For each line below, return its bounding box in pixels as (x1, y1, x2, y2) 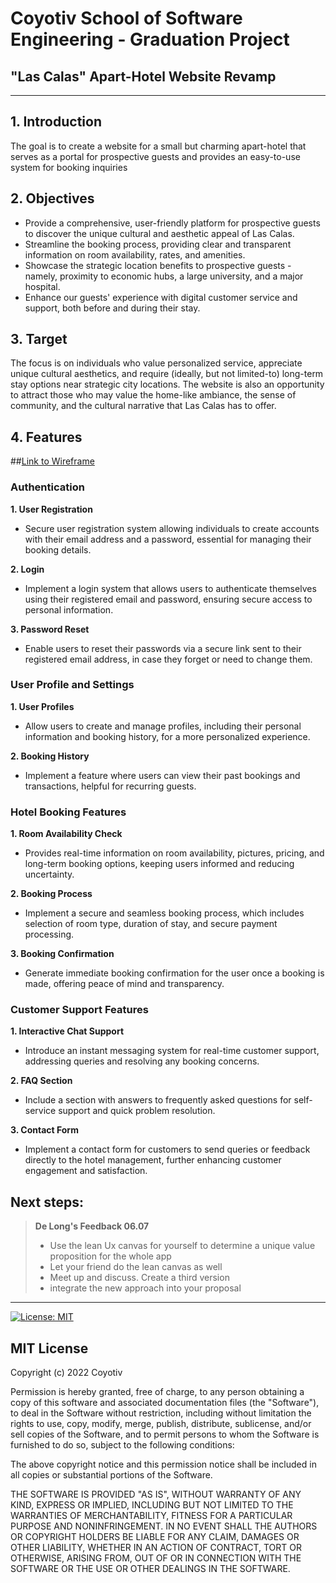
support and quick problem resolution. (58, 1105, 216, 1117)
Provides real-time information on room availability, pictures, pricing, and (24, 847, 325, 859)
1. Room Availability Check (10, 828, 123, 840)
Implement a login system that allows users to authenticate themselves (24, 582, 317, 594)
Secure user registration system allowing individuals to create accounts (24, 522, 320, 534)
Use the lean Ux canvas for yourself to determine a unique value (49, 1240, 316, 1252)
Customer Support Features (10, 1003, 149, 1017)
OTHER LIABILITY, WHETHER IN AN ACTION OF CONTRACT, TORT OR (10, 1542, 302, 1554)
